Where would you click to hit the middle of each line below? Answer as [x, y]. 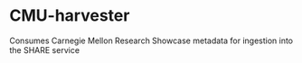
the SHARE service [44, 49]
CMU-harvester [70, 16]
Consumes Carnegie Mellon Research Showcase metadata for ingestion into [151, 40]
